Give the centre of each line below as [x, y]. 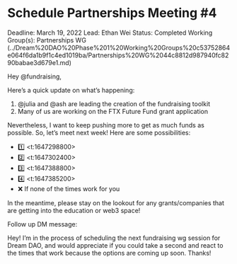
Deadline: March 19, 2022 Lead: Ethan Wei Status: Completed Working [110, 33]
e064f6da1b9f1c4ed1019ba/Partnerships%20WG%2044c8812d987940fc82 [118, 55]
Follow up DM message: [42, 224]
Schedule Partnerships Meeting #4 [112, 13]
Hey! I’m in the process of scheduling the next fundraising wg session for [114, 238]
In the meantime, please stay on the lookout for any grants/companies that [116, 202]
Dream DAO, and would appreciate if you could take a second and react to [115, 245]
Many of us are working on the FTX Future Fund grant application [113, 111]
